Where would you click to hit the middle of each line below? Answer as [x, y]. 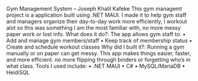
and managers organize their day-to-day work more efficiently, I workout [97, 21]
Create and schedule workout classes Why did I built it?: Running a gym [95, 47]
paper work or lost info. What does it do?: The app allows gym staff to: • [96, 34]
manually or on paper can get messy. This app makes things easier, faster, [99, 53]
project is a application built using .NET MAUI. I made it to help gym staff [97, 15]
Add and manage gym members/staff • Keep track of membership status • [99, 40]
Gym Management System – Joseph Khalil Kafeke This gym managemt [94, 9]
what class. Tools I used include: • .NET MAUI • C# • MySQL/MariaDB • [96, 66]
